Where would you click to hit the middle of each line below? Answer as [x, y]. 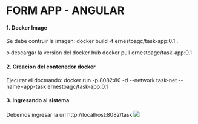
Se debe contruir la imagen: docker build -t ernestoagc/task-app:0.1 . [92, 41]
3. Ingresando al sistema [38, 100]
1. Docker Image [27, 27]
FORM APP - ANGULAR [65, 11]
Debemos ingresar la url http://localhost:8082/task [69, 114]
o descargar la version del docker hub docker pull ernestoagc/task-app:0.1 [99, 53]
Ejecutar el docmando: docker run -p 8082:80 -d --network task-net [92, 80]
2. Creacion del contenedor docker [51, 67]
